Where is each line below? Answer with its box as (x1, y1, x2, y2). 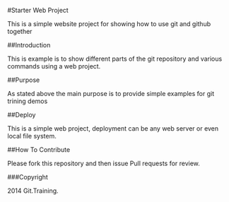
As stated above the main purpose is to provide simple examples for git (7, 90, 214, 97)
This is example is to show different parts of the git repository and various (7, 54, 223, 63)
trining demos (7, 97, 48, 105)
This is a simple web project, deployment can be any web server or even (7, 124, 219, 133)
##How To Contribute (7, 145, 71, 154)
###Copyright (7, 173, 48, 181)
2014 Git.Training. (7, 186, 59, 195)
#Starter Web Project (7, 6, 69, 14)
